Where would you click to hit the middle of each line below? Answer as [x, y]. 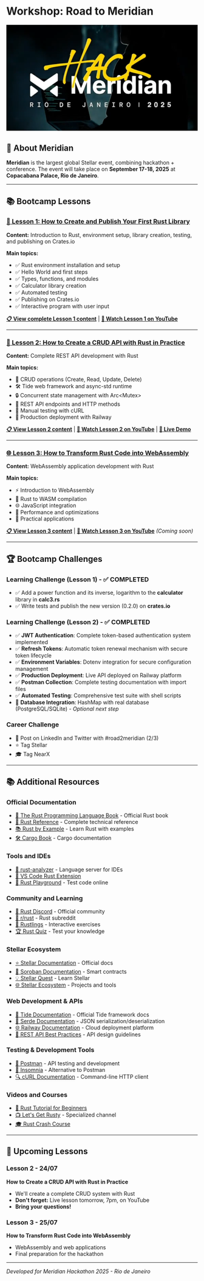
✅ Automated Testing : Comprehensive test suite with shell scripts [98, 695]
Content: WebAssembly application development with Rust [80, 466]
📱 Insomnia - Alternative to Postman [60, 1070]
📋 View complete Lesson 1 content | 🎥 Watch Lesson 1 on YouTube [92, 319]
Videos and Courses [37, 1095]
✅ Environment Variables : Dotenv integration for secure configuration [103, 662]
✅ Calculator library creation [51, 285]
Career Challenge [33, 725]
